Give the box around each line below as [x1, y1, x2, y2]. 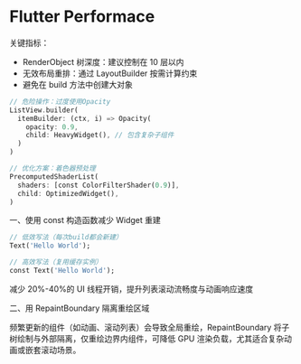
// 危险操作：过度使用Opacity [9, 97, 111, 106]
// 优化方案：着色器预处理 [9, 164, 97, 173]
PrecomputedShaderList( [9, 172, 99, 182]
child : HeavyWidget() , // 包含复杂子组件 [25, 131, 174, 140]
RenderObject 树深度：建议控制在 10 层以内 [22, 56, 184, 67]
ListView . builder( [9, 106, 79, 115]
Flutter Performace [9, 6, 155, 27]
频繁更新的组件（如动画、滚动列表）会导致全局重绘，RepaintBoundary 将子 [9, 322, 290, 332]
